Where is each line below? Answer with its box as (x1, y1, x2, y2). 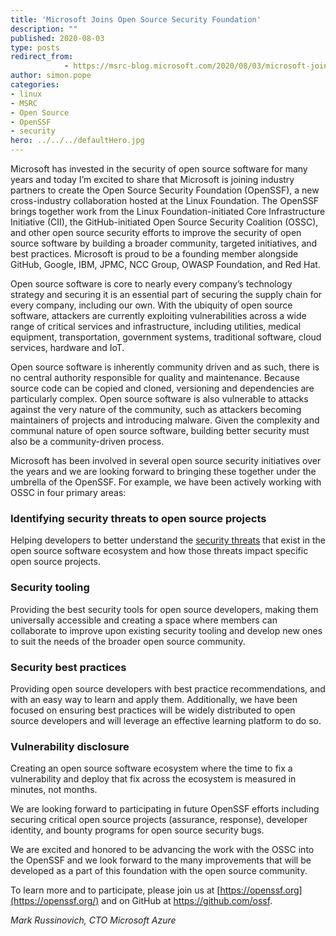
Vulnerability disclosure (10, 739, 130, 753)
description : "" (10, 24, 78, 34)
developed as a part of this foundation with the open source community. (10, 865, 308, 877)
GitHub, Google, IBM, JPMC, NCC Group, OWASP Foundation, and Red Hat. (10, 259, 321, 270)
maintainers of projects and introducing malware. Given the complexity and (10, 414, 320, 426)
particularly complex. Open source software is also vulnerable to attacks (10, 393, 309, 405)
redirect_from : (10, 52, 74, 62)
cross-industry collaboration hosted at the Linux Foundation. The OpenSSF (10, 195, 320, 206)
